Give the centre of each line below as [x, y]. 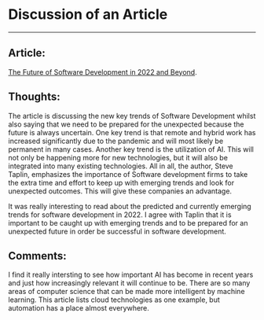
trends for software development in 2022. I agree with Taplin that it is [120, 215]
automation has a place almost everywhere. [79, 308]
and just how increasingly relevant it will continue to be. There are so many [129, 283]
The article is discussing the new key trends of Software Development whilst [132, 116]
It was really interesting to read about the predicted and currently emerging [130, 206]
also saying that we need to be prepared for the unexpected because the [126, 124]
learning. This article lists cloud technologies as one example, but [114, 300]
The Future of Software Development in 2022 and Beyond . [103, 72]
